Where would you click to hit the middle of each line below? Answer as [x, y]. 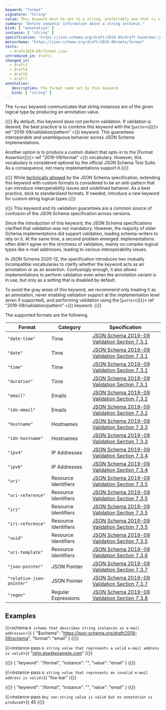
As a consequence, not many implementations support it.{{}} [67, 168]
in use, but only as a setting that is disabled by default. [61, 280]
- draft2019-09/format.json [39, 51]
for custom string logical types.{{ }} [41, 199]
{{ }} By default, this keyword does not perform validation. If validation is [78, 121]
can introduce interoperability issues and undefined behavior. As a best [78, 188]
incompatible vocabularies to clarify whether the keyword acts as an [75, 264]
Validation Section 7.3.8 [120, 599]
